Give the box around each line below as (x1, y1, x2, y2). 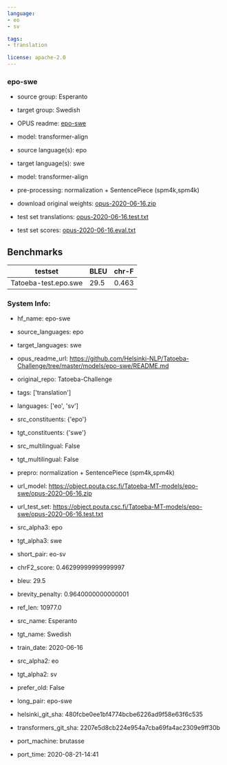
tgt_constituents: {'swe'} (17, 429, 87, 437)
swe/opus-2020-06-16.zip (17, 489, 92, 498)
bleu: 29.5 (17, 577, 46, 585)
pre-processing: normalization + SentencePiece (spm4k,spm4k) (17, 186, 199, 194)
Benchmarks (7, 246, 63, 258)
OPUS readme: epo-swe (17, 119, 87, 127)
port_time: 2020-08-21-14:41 (17, 751, 99, 759)
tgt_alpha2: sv (17, 670, 57, 679)
